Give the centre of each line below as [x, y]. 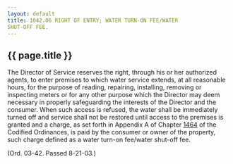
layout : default [31, 14]
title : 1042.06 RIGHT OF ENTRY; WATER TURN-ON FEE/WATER [93, 20]
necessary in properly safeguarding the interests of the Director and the [112, 102]
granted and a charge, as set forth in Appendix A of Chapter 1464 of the [112, 125]
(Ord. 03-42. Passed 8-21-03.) [52, 153]
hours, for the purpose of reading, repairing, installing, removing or [104, 87]
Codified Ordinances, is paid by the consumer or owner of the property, [112, 132]
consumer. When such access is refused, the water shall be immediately [113, 110]
